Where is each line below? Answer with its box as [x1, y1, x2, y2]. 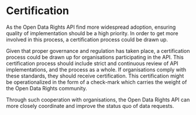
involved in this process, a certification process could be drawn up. [6, 36, 169, 43]
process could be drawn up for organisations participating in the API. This [6, 53, 184, 60]
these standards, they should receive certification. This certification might [6, 72, 184, 79]
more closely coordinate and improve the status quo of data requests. [6, 102, 174, 109]
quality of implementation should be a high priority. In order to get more [6, 29, 178, 36]
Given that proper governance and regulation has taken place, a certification [6, 47, 190, 54]
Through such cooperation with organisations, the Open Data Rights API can [6, 96, 190, 103]
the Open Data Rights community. [6, 84, 88, 92]
